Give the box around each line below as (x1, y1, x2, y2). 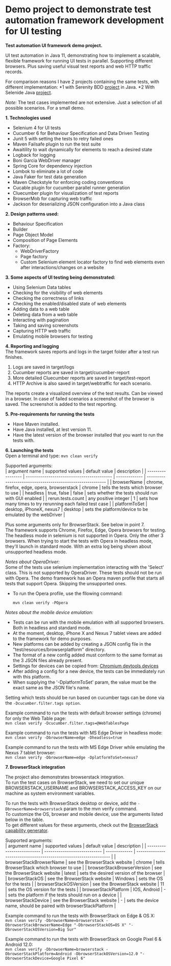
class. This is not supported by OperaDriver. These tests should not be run (5, 569, 162, 576)
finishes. (5, 354, 23, 360)
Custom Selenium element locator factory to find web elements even (20, 259, 165, 265)
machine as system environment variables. (5, 790, 95, 796)
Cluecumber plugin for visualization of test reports (12, 190, 119, 196)
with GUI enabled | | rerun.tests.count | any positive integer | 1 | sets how (5, 495, 158, 501)
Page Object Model (12, 232, 54, 238)
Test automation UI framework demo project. (5, 42, 103, 48)
